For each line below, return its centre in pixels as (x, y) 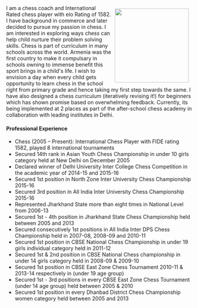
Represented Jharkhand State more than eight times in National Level (99, 205)
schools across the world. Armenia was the (59, 52)
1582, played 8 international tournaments (64, 148)
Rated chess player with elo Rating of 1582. (59, 14)
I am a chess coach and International (51, 8)
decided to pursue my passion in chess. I (56, 27)
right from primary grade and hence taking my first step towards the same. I (98, 90)
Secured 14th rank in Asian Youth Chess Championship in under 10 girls (102, 154)
